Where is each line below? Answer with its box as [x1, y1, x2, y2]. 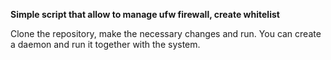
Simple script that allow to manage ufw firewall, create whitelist [10, 9, 280, 20]
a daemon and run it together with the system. [10, 39, 201, 50]
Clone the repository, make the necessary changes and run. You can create [10, 28, 322, 39]
